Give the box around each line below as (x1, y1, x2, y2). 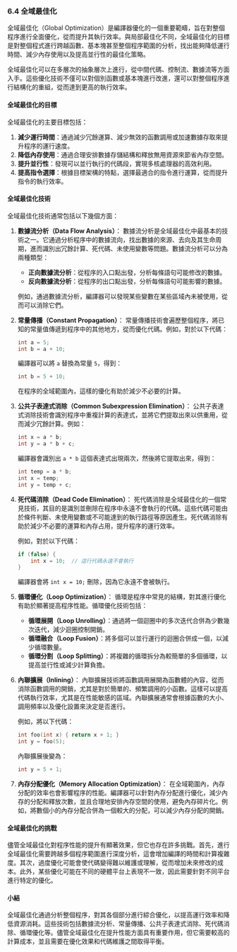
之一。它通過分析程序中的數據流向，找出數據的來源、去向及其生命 (23, 235, 216, 243)
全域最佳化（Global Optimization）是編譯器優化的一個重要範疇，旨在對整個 (7, 23, 226, 33)
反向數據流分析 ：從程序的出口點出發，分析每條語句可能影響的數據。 (28, 277, 226, 285)
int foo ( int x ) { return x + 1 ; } (17, 731, 120, 739)
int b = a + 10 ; (17, 345, 66, 352)
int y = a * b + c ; (17, 440, 75, 447)
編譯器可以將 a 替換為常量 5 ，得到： (17, 359, 122, 367)
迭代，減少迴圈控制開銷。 (34, 625, 109, 634)
